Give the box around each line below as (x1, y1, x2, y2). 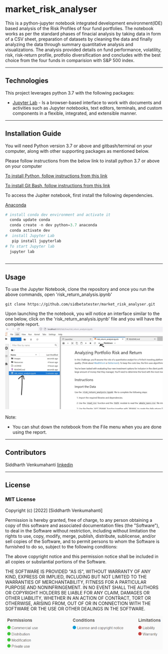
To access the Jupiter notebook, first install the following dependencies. (5, 192, 154, 198)
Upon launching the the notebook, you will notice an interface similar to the (5, 310, 160, 316)
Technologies (5, 77, 49, 85)
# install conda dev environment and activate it (5, 212, 111, 217)
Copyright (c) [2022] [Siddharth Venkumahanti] (5, 507, 103, 513)
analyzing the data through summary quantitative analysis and (5, 41, 133, 47)
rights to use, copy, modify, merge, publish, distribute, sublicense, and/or (5, 533, 156, 539)
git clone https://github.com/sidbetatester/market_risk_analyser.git (5, 302, 155, 307)
